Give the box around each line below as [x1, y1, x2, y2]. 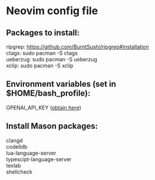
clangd [6, 137, 23, 144]
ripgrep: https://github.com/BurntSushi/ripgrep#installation [6, 43, 149, 50]
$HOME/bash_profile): [6, 89, 91, 99]
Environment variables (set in [6, 79, 117, 89]
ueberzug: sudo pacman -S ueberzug [6, 56, 97, 63]
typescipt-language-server [6, 155, 72, 163]
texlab [6, 162, 21, 169]
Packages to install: [6, 28, 80, 38]
